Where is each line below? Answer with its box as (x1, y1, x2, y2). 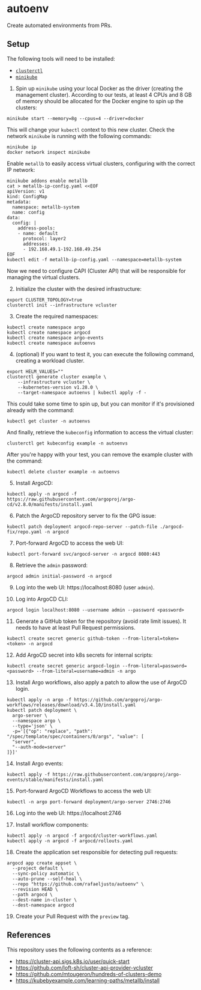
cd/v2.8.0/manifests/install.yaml (7, 501, 94, 508)
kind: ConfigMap (7, 193, 47, 199)
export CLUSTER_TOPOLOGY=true (7, 297, 83, 303)
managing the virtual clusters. (7, 273, 80, 281)
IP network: (7, 166, 35, 173)
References (7, 930, 51, 940)
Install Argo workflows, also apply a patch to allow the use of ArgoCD (15, 678, 187, 686)
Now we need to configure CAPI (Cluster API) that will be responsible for (7, 267, 186, 275)
